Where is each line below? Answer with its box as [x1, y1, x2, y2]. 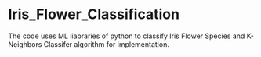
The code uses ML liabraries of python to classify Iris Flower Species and [8, 31, 245, 41]
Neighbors [8, 39, 42, 48]
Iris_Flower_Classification [8, 5, 180, 23]
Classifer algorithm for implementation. [43, 39, 170, 48]
